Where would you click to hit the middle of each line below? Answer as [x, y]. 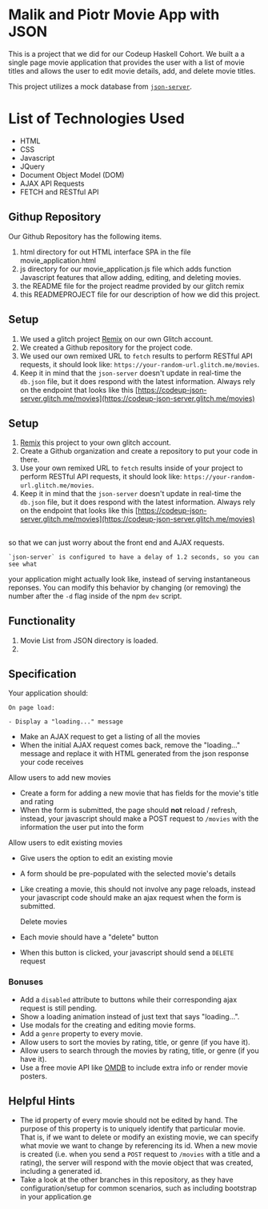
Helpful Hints [42, 1101]
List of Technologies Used [97, 119]
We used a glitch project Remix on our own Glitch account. [116, 338]
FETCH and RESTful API [59, 192]
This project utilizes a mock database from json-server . [100, 86]
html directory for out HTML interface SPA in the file [105, 252]
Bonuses [26, 982]
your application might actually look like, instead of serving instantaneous [129, 578]
